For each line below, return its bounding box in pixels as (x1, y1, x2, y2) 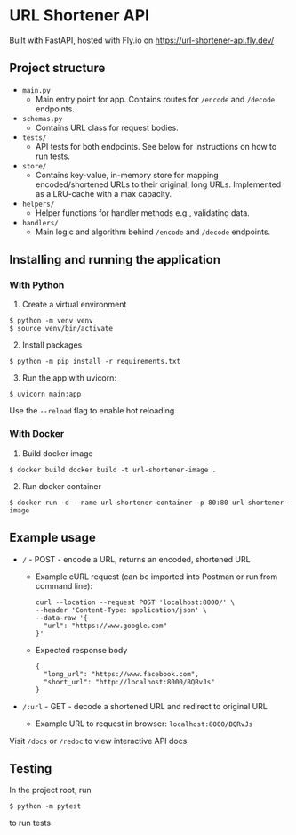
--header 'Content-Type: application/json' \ (35, 605, 207, 615)
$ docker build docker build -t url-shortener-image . (9, 465, 217, 474)
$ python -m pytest (9, 802, 82, 811)
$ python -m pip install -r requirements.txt (9, 357, 180, 366)
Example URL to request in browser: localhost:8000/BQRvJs (35, 718, 253, 729)
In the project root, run (9, 785, 92, 796)
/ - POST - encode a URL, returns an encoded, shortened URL (21, 553, 251, 564)
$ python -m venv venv (9, 316, 93, 325)
